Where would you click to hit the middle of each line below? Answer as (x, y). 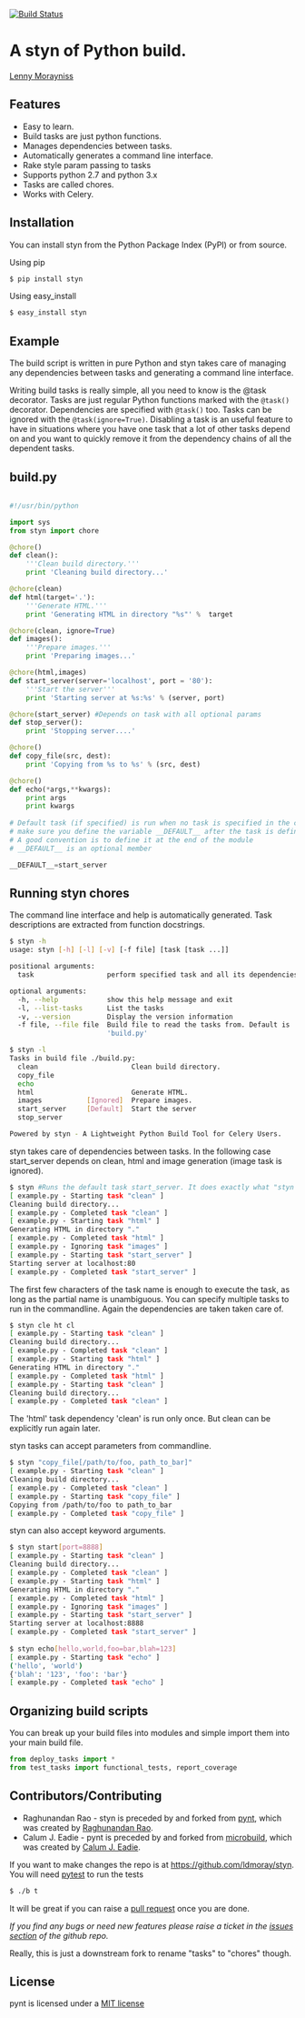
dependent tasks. (42, 448)
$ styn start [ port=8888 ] (56, 1547)
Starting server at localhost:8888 (77, 1623)
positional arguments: (52, 967)
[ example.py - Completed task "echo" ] (87, 1682)
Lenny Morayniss (42, 75)
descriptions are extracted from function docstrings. (108, 925)
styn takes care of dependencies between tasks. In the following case (140, 1151)
